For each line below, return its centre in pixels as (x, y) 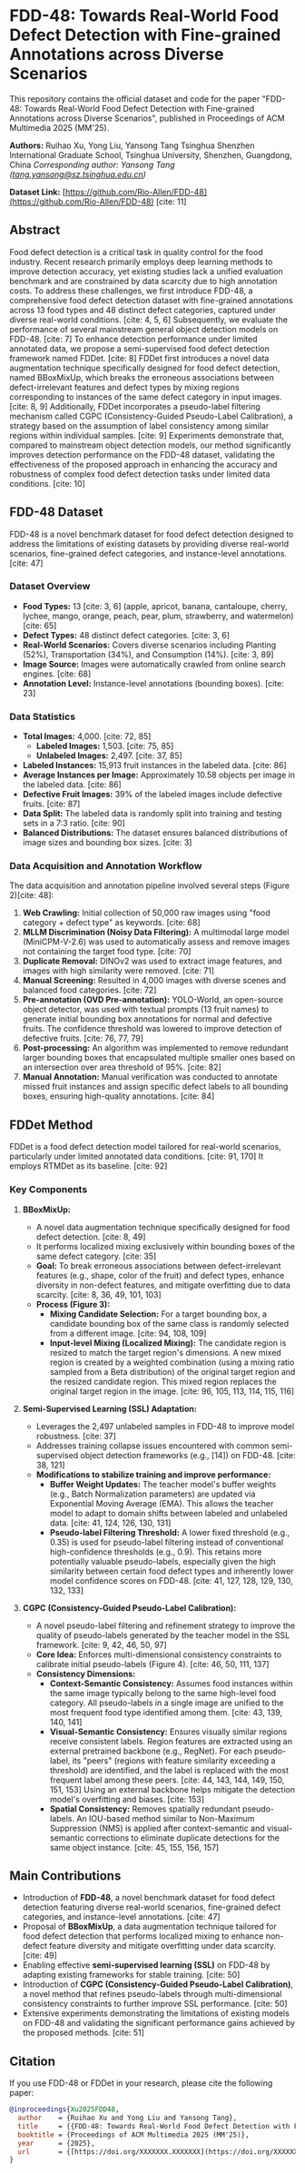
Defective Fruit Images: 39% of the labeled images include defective (152, 795)
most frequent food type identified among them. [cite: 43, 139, (166, 1712)
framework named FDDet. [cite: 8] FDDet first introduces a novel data (139, 358)
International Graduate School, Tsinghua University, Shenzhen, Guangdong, (151, 154)
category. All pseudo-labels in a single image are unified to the (167, 1703)
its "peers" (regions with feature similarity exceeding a (174, 1760)
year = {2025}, (56, 2143)
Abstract (35, 230)
